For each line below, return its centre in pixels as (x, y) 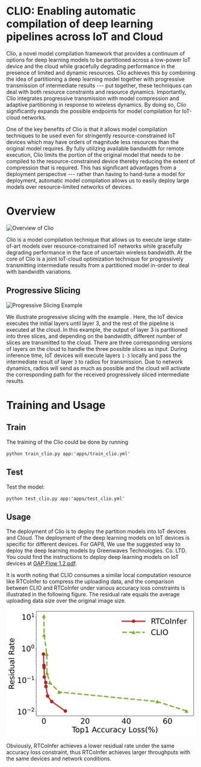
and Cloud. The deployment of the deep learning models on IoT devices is (98, 538)
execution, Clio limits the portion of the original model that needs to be (93, 154)
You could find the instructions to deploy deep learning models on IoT (93, 557)
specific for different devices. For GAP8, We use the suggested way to (93, 544)
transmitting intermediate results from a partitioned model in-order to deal (98, 265)
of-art (14, 246)
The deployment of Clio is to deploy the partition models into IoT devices (96, 531)
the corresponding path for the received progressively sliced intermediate (98, 374)
